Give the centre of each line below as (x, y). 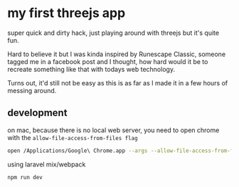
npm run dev (25, 177)
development (37, 113)
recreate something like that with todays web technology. (91, 69)
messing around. (32, 90)
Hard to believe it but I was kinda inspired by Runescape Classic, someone (117, 54)
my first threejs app (67, 13)
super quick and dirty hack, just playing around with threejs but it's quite (113, 33)
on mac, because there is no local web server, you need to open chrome (113, 130)
